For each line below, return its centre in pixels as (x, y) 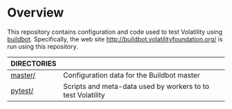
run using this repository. (42, 46)
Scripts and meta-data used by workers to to (136, 86)
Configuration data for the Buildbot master (132, 75)
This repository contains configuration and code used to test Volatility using (115, 32)
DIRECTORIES (33, 63)
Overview (36, 13)
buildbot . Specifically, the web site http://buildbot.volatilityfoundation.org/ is (115, 39)
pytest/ (22, 90)
